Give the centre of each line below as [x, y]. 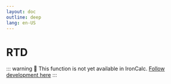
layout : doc [21, 12]
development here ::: [32, 75]
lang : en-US [21, 23]
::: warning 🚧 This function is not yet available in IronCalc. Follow [85, 69]
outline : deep [24, 17]
